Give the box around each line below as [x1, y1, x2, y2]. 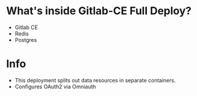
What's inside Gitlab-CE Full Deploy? [6, 4, 192, 18]
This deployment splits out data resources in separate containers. [14, 76, 176, 84]
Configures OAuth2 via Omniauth [14, 83, 96, 90]
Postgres [14, 36, 37, 43]
